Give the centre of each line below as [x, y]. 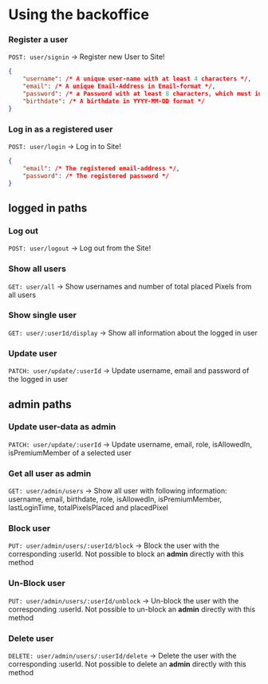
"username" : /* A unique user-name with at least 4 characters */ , [137, 79]
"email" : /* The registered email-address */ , [101, 168]
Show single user [43, 315]
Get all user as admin [50, 474]
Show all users [37, 269]
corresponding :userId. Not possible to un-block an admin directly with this [132, 609]
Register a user [38, 40]
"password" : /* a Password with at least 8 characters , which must [137, 94]
